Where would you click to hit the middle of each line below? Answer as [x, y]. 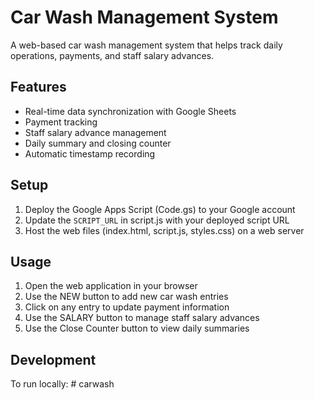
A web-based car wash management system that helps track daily [146, 45]
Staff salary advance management [95, 132]
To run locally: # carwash [62, 384]
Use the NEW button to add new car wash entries [126, 297]
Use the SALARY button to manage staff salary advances [142, 318]
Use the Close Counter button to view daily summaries [137, 328]
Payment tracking [61, 122]
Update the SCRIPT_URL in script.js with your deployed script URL [157, 220]
